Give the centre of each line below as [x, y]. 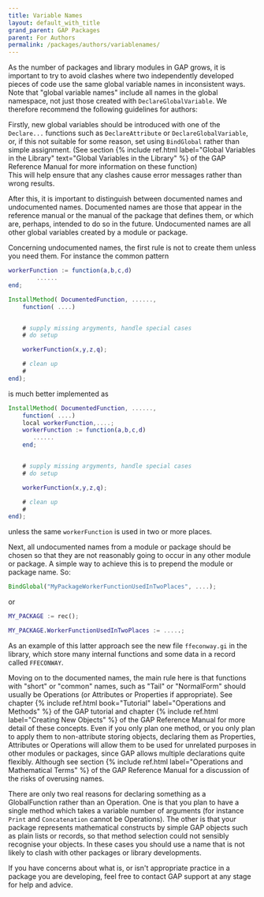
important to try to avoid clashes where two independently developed [121, 76]
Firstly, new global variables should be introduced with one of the [114, 125]
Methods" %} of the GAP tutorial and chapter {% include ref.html [113, 711]
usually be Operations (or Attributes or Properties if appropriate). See [121, 694]
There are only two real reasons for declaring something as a [107, 793]
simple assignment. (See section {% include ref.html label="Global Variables [132, 150]
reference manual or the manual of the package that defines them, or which [131, 216]
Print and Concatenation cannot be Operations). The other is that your [122, 819]
